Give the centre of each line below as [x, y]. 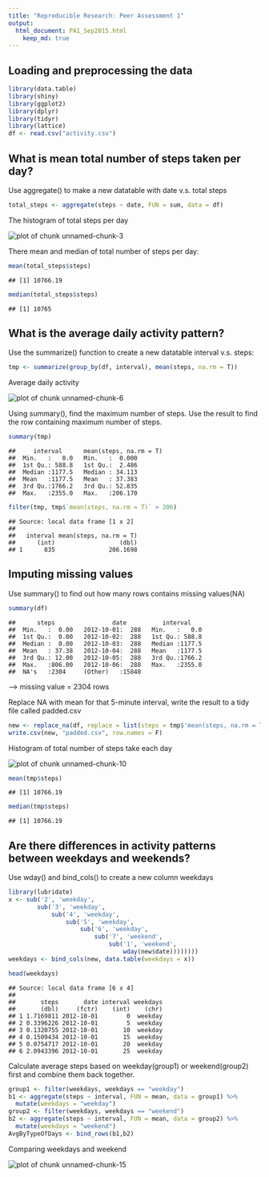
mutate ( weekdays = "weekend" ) [66, 1127]
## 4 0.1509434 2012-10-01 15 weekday [85, 1037]
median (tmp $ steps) [39, 807]
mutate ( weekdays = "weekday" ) [66, 1104]
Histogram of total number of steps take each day [90, 748]
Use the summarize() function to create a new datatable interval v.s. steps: [131, 352]
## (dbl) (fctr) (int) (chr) [85, 1009]
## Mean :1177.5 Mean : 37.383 [73, 480]
